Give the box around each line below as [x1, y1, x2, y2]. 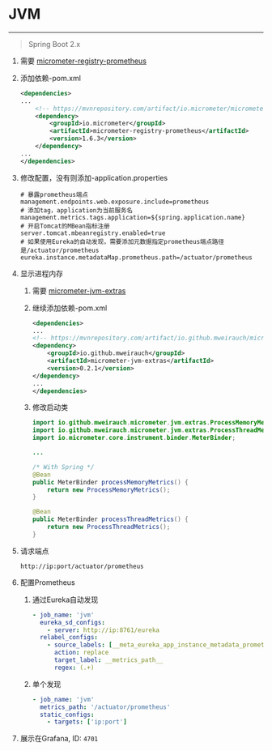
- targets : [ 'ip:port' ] [47, 718, 127, 726]
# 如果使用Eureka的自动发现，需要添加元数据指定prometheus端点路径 [19, 237, 225, 245]
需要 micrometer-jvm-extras [32, 285, 126, 296]
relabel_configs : [39, 634, 99, 642]
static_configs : [39, 710, 95, 719]
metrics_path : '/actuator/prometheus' [39, 702, 171, 711]
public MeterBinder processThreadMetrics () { [32, 515, 189, 523]
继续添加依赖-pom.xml [32, 303, 108, 313]
